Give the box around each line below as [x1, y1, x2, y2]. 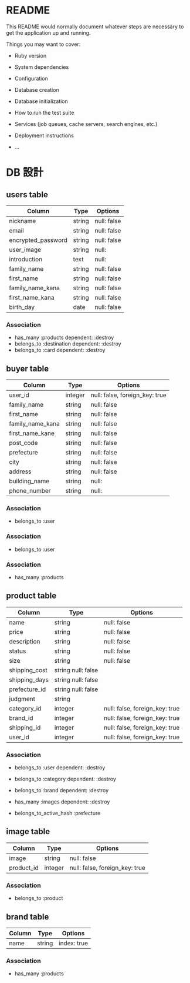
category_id [9, 704, 42, 712]
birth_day [9, 303, 35, 311]
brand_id [9, 713, 33, 722]
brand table [6, 912, 49, 922]
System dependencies [14, 63, 69, 71]
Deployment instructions [14, 132, 74, 139]
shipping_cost [9, 666, 48, 674]
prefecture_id [9, 685, 46, 693]
